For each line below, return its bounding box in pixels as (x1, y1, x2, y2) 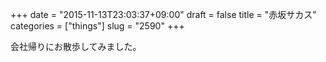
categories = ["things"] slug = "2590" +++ (10, 20, 185, 32)
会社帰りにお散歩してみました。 (10, 41, 142, 52)
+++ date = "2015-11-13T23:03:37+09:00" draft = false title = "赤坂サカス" (10, 9, 317, 20)
